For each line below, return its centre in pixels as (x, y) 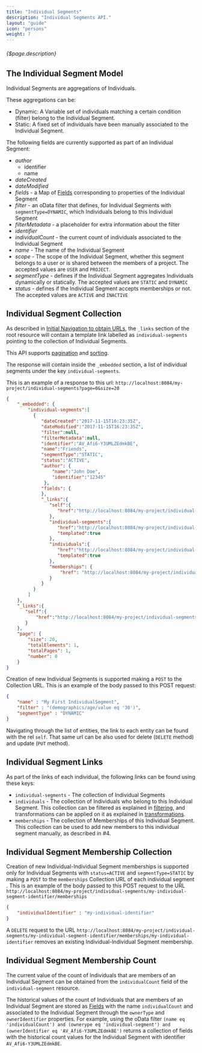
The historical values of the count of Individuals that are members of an (95, 999)
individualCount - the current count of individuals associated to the (98, 237)
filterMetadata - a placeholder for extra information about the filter (97, 224)
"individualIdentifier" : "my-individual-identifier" (86, 913)
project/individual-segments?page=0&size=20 (63, 388)
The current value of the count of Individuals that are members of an (91, 975)
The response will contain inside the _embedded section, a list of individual (97, 364)
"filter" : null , (60, 432)
